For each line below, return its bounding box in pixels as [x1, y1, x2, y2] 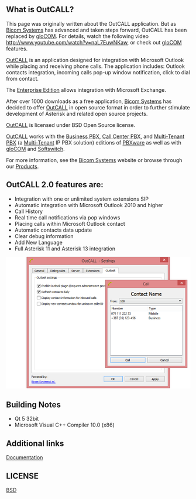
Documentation [6, 454, 43, 461]
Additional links [6, 438, 64, 448]
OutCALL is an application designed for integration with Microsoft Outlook [6, 56, 184, 63]
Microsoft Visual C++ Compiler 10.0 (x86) [14, 421, 115, 429]
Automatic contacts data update [14, 226, 92, 233]
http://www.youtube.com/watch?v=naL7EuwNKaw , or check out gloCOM [6, 39, 183, 46]
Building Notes [6, 400, 61, 409]
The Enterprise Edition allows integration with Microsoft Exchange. [6, 86, 167, 93]
